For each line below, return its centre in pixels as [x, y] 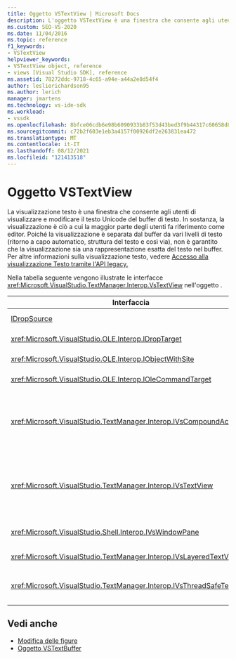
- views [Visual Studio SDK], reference [67, 72]
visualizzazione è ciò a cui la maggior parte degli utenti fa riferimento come [116, 226]
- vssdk [19, 118]
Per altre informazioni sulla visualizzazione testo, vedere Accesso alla [108, 256]
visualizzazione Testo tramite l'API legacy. [68, 263]
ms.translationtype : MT [42, 138]
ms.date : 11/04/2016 [38, 33]
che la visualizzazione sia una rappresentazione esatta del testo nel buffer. [115, 249]
